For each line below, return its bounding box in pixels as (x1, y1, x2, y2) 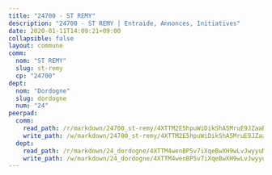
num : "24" (15, 102, 49, 110)
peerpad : (8, 110, 38, 118)
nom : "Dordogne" (15, 86, 70, 95)
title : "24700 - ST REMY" (8, 11, 96, 20)
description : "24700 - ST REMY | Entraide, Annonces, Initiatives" (8, 19, 241, 27)
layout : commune (8, 42, 63, 50)
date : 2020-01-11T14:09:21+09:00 (8, 27, 121, 35)
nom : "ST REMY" (15, 57, 67, 65)
